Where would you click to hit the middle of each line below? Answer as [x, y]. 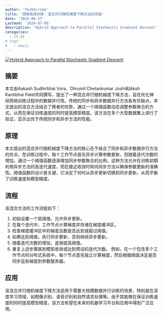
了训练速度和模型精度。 [28, 179]
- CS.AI [17, 37]
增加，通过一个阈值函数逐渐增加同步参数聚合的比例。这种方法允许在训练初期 [81, 160]
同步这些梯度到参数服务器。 [40, 261]
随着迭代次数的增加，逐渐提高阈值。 [48, 243]
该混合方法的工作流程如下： [33, 208]
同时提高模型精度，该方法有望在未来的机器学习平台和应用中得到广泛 [81, 302]
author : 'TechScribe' [27, 9]
